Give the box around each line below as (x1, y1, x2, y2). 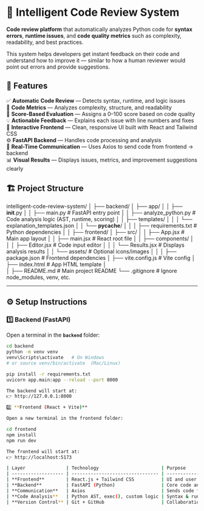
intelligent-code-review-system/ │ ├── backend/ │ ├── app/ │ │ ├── (6, 202, 183, 210)
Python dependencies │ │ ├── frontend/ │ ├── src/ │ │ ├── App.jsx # (6, 228, 185, 236)
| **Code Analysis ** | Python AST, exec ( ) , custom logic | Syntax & (6, 493, 189, 499)
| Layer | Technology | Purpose (6, 465, 186, 472)
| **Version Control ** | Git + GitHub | (6, 499, 165, 505)
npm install (6, 431, 36, 438)
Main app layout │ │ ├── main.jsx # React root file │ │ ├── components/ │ (6, 235, 194, 242)
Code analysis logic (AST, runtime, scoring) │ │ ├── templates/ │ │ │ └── (6, 215, 192, 222)
